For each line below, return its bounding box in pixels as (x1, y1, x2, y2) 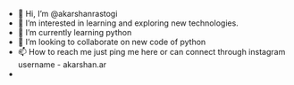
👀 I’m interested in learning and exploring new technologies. (17, 18, 239, 28)
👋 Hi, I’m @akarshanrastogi (17, 9, 118, 19)
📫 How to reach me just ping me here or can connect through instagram (17, 47, 286, 57)
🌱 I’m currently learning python (17, 27, 132, 37)
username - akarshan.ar (17, 59, 107, 70)
